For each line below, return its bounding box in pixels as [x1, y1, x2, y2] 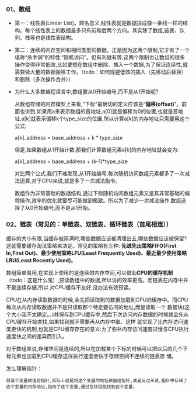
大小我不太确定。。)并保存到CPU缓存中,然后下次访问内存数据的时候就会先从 [10, 311, 189, 318]
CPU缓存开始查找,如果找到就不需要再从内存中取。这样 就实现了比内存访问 [6, 318, 184, 325]
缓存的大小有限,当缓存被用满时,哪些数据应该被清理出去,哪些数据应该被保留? [6, 235, 187, 242]
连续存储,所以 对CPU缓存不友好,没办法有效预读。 [16, 283, 134, 290]
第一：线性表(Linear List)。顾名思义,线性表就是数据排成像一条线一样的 [14, 19, 183, 27]
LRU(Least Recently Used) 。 [6, 257, 76, 264]
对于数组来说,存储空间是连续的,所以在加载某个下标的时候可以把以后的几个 [6, 345, 183, 352]
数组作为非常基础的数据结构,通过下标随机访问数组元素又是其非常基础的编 [14, 190, 190, 197]
